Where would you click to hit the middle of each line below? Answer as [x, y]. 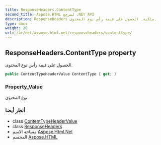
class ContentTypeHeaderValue [45, 121]
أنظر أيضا [15, 110]
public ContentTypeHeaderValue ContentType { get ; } [61, 74]
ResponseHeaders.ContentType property [71, 53]
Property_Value [24, 86]
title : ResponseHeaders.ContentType [43, 10]
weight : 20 [16, 28]
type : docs [16, 24]
